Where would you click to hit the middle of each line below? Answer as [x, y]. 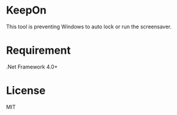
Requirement [38, 50]
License [26, 91]
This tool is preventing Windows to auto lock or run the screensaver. [89, 27]
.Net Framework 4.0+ [32, 67]
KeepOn [27, 10]
